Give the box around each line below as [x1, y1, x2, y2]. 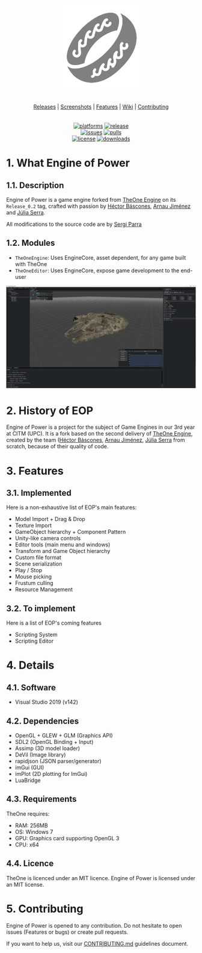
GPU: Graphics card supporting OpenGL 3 [14, 834, 120, 842]
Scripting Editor [14, 637, 54, 645]
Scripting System [14, 631, 58, 639]
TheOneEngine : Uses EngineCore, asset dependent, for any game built [14, 254, 186, 261]
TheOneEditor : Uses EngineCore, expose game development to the [14, 267, 180, 274]
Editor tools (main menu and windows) [14, 541, 111, 548]
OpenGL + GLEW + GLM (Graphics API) [14, 732, 113, 739]
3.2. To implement [6, 603, 76, 613]
